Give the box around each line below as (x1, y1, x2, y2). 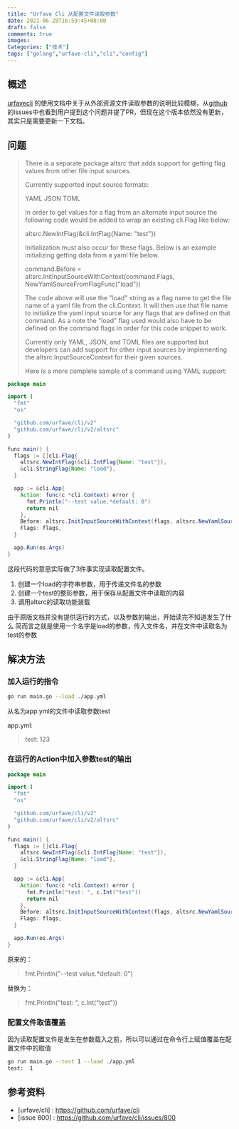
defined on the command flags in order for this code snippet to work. (24, 324, 228, 332)
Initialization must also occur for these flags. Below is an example (24, 243, 217, 252)
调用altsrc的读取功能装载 (17, 597, 91, 606)
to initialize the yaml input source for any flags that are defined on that (24, 308, 231, 317)
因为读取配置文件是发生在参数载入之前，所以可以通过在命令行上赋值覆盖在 (7, 1035, 225, 1043)
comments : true (7, 30, 53, 38)
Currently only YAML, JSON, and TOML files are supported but (24, 337, 209, 346)
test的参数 (7, 630, 38, 639)
